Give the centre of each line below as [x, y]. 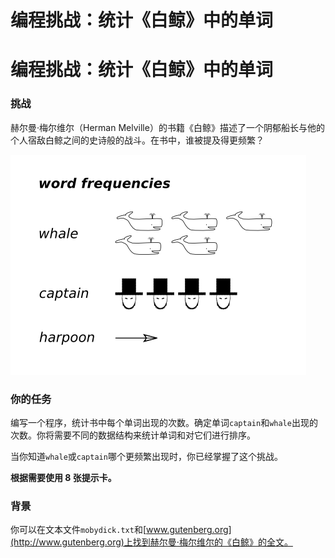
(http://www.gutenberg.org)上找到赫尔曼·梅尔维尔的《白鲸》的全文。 [151, 542]
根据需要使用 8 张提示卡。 [63, 477]
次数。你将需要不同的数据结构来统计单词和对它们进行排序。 [133, 435]
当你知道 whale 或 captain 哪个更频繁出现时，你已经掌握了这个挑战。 [146, 456]
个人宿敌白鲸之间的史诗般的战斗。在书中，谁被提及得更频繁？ [137, 140]
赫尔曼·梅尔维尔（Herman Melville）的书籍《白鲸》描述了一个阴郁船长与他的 [167, 127]
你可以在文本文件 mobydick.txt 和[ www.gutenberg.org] [121, 530]
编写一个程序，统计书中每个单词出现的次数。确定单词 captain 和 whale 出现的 [164, 422]
